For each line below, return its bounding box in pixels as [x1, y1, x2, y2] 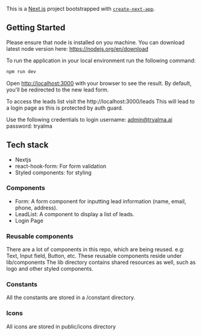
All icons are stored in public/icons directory [6, 323, 116, 330]
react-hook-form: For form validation [14, 162, 107, 170]
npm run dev [6, 68, 36, 74]
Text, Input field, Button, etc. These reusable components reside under [6, 252, 182, 260]
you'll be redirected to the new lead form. [6, 86, 109, 93]
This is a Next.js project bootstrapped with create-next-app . [6, 5, 156, 12]
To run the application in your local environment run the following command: [6, 57, 196, 64]
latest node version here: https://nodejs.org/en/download [6, 45, 149, 52]
